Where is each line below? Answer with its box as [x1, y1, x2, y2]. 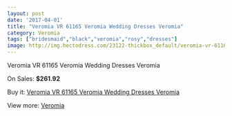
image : [7, 42, 26, 49]
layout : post [7, 10, 45, 17]
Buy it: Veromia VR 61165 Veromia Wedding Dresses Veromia [7, 88, 180, 96]
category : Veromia [7, 29, 60, 37]
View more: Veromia [7, 101, 65, 109]
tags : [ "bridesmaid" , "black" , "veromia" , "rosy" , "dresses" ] [7, 36, 177, 43]
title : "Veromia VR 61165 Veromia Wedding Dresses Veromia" [7, 23, 184, 30]
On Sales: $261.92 [7, 75, 61, 83]
